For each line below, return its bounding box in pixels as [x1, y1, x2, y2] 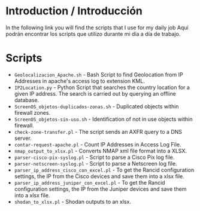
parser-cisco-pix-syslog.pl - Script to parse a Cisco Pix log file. [14, 154, 175, 161]
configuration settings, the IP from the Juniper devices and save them [14, 185, 187, 192]
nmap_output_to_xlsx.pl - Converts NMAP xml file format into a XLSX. [14, 147, 187, 154]
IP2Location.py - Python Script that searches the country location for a [14, 84, 190, 91]
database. [14, 96, 40, 103]
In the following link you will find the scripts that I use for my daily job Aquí [5, 24, 189, 31]
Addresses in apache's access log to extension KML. [14, 77, 145, 84]
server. [14, 134, 32, 142]
